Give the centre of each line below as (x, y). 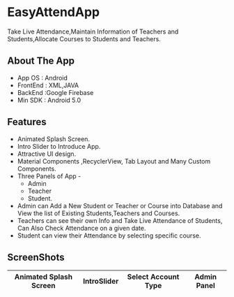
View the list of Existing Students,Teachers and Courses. (99, 213)
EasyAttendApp (53, 12)
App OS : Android (42, 78)
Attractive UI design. (47, 154)
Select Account (153, 277)
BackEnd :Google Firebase (55, 92)
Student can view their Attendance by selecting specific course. (109, 236)
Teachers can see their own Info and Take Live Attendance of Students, (120, 220)
